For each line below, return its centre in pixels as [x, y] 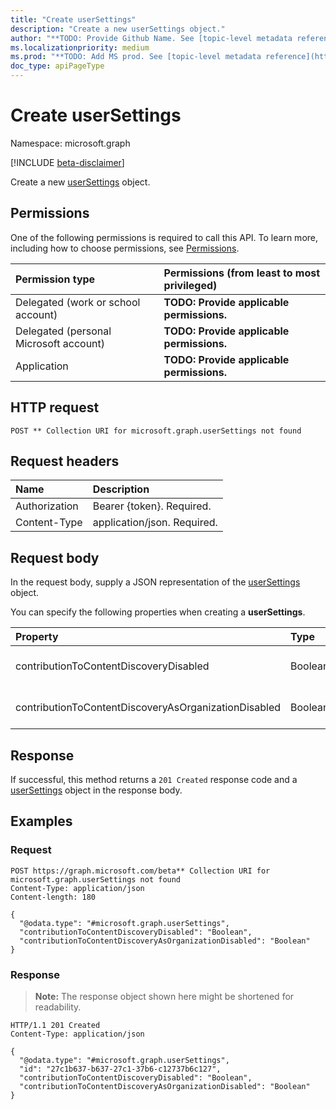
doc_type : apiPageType [57, 66]
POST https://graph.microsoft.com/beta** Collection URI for [140, 871]
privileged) [190, 285]
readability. [58, 1007]
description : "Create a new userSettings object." [118, 29]
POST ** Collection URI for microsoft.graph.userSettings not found [156, 431]
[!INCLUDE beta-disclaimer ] [67, 162]
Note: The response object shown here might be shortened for [164, 996]
